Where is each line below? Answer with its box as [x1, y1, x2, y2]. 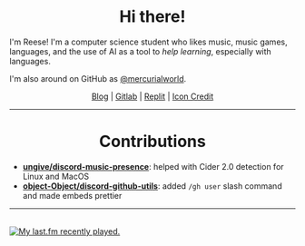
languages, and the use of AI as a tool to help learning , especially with [9, 45, 272, 56]
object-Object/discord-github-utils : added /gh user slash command [22, 180, 283, 192]
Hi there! [119, 6, 186, 27]
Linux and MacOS [22, 171, 90, 182]
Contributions [99, 132, 206, 152]
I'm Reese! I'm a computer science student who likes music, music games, [9, 36, 288, 47]
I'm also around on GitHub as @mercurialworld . [9, 73, 187, 84]
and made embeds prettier [22, 190, 123, 201]
